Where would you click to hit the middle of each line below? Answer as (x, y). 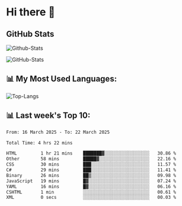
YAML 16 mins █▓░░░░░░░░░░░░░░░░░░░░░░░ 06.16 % (91, 186)
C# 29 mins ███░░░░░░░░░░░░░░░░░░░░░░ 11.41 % (91, 170)
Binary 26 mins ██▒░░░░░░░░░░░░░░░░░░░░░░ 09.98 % (91, 175)
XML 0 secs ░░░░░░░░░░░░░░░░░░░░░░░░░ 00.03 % (91, 198)
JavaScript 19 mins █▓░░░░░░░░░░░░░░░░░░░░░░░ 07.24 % (91, 181)
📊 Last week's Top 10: (48, 116)
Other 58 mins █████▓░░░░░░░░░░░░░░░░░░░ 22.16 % (91, 159)
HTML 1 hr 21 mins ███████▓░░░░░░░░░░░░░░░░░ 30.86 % (91, 153)
